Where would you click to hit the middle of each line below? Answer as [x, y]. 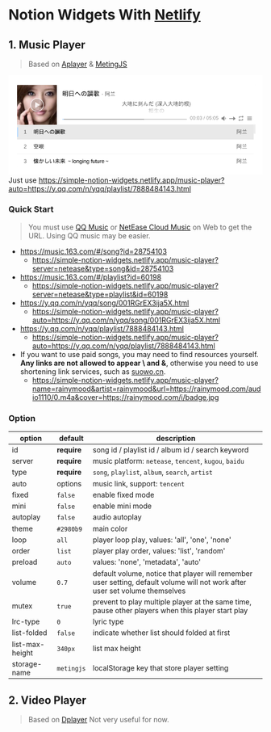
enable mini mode [122, 506]
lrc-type [26, 622]
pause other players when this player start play [170, 610]
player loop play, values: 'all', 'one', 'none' [162, 540]
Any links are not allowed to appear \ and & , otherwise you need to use [139, 363]
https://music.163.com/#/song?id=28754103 [94, 251]
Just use [23, 180]
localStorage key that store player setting [161, 668]
